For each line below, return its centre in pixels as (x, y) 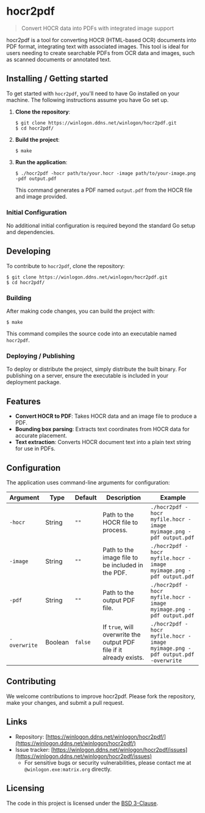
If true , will (118, 627)
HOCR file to (120, 522)
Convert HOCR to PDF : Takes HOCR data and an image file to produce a (106, 416)
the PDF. (115, 573)
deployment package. (34, 382)
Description (124, 498)
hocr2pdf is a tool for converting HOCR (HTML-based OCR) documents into (101, 40)
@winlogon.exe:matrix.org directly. (68, 769)
